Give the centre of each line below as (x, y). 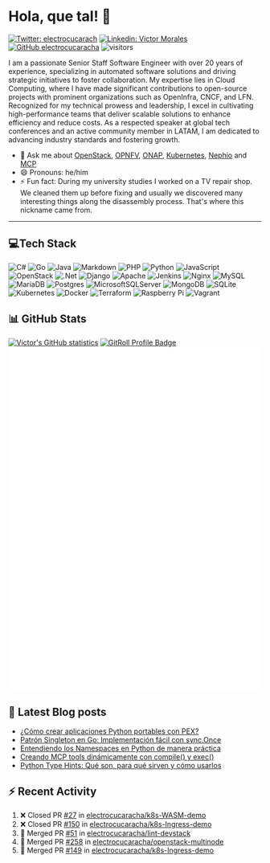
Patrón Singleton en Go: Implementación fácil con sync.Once (121, 740)
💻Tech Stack (43, 244)
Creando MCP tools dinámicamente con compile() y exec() (117, 757)
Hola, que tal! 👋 (60, 16)
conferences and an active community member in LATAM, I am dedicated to (134, 131)
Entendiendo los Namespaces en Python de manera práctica (120, 748)
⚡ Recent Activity (53, 792)
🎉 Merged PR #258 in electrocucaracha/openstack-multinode (122, 841)
